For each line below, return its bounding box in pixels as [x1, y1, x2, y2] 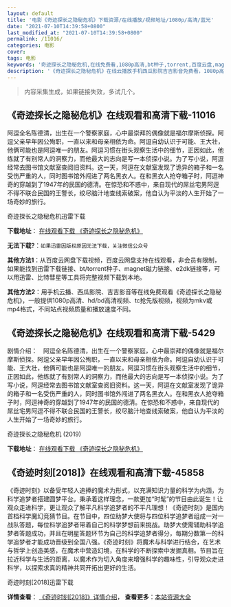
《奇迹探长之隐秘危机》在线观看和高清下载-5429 [7, 327, 215, 339]
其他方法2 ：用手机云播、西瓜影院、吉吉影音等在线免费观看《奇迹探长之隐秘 [7, 288, 222, 296]
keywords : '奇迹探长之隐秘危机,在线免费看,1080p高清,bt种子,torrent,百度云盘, [7, 61, 215, 68]
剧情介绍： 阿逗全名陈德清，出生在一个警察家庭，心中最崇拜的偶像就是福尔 [7, 346, 224, 355]
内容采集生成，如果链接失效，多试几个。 [23, 87, 139, 96]
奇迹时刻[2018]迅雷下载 [7, 578, 74, 586]
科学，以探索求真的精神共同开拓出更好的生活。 [7, 563, 140, 571]
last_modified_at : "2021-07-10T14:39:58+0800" [7, 29, 143, 36]
